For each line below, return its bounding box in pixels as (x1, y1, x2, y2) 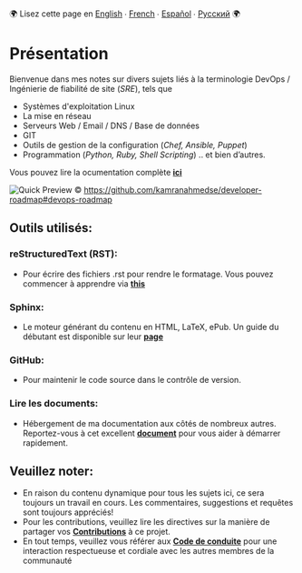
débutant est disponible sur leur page (22, 331, 163, 342)
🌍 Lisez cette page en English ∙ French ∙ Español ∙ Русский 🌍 (9, 8, 241, 19)
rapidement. (22, 437, 68, 448)
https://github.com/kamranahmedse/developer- (83, 184, 262, 195)
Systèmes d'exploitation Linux (22, 100, 135, 112)
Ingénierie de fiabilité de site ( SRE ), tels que (9, 83, 172, 94)
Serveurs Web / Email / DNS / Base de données (22, 120, 200, 131)
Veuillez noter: (9, 463, 93, 478)
